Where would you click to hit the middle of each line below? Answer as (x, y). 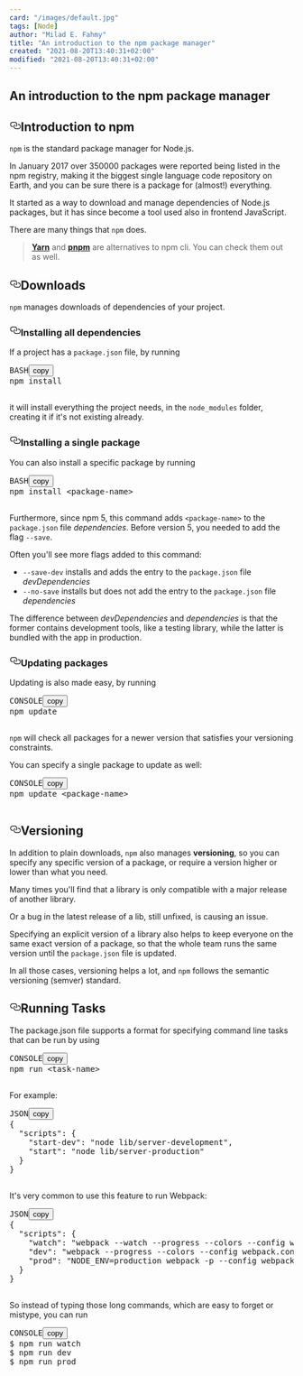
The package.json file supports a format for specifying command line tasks (149, 1030)
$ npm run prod (43, 1362)
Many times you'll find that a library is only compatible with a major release (148, 889)
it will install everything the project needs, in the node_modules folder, (136, 408)
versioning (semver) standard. (65, 980)
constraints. (32, 747)
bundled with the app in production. (76, 637)
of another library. (43, 899)
